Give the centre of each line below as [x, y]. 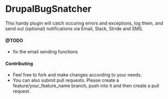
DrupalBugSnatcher [48, 9]
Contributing [19, 63]
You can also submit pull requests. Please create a [66, 81]
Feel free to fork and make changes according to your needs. [77, 75]
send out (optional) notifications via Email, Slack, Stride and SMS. [74, 28]
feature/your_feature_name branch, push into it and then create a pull [86, 86]
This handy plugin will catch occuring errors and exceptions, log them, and [84, 23]
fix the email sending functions [45, 52]
